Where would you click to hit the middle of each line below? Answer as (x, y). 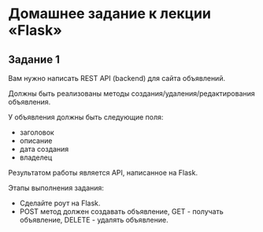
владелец (36, 157)
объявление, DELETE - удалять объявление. (94, 220)
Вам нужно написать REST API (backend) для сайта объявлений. (117, 78)
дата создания (44, 149)
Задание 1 (34, 59)
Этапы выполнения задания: (56, 188)
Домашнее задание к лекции (109, 14)
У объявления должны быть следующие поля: (86, 117)
